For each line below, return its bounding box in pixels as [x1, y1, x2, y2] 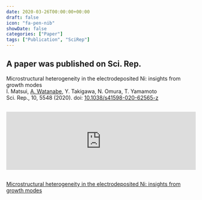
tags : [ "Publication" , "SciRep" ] [6, 37, 90, 43]
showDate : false [6, 25, 47, 32]
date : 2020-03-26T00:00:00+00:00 [6, 8, 90, 15]
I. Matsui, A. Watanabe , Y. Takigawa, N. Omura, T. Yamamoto [6, 88, 158, 95]
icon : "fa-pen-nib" [6, 20, 55, 26]
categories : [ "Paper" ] [6, 31, 63, 37]
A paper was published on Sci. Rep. [6, 59, 142, 69]
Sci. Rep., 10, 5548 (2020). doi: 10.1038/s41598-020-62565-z [6, 94, 159, 101]
